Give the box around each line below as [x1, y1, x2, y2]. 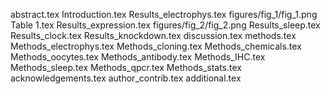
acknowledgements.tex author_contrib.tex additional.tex [10, 72, 242, 84]
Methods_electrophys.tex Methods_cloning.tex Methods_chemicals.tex [10, 40, 302, 52]
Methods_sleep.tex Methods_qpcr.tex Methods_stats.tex [10, 62, 242, 73]
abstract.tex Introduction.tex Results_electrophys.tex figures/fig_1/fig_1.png [10, 9, 318, 20]
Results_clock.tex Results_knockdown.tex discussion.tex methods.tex [10, 30, 297, 41]
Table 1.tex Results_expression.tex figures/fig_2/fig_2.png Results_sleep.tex [10, 19, 321, 31]
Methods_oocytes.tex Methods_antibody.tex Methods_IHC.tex [10, 51, 266, 63]
